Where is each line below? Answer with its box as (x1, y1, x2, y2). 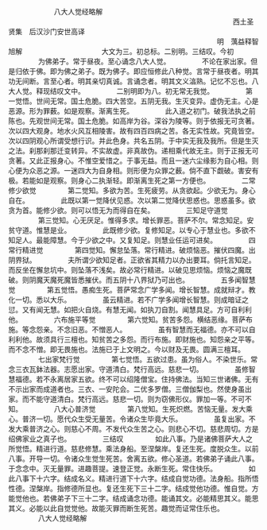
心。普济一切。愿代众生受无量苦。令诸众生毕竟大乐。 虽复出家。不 (8, 414, 256, 424)
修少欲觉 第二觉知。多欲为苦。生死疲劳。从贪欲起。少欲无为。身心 (8, 186, 256, 195)
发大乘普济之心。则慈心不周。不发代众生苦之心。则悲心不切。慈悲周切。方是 (8, 424, 259, 433)
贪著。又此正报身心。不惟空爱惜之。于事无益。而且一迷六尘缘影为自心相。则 (8, 156, 259, 165)
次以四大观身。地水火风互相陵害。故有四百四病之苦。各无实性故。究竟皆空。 (8, 126, 259, 135)
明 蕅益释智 (216, 37, 259, 46)
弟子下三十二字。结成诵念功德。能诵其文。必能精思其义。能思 (56, 493, 259, 503)
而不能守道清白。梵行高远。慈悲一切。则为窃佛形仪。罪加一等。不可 (21, 394, 245, 404)
